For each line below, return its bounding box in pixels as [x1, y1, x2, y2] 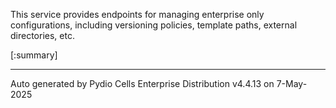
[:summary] [10, 49, 58, 61]
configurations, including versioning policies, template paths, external [10, 19, 298, 31]
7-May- [276, 78, 308, 89]
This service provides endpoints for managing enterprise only [10, 9, 265, 20]
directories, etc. [10, 30, 75, 41]
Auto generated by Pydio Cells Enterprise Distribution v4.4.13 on [10, 78, 275, 89]
